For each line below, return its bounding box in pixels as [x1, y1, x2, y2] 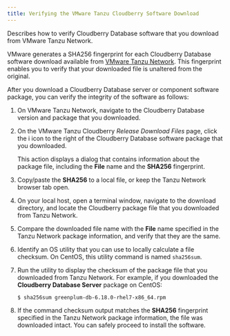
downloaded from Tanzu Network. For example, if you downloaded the [17, 273, 219, 281]
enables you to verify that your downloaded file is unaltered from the [7, 64, 202, 73]
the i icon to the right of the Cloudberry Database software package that [17, 134, 223, 142]
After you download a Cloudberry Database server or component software [7, 85, 220, 93]
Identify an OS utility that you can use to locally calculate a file [17, 245, 195, 253]
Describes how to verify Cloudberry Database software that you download [7, 29, 219, 37]
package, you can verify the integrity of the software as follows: [7, 93, 189, 101]
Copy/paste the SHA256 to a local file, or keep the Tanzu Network [17, 176, 206, 184]
